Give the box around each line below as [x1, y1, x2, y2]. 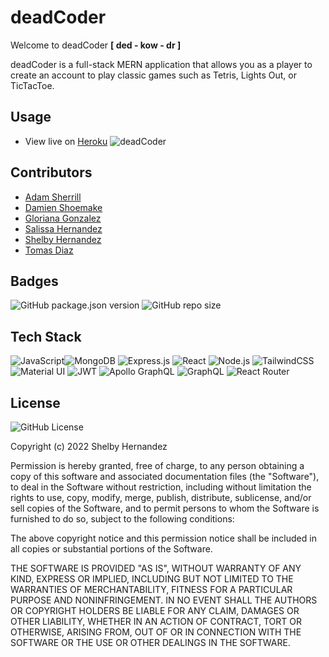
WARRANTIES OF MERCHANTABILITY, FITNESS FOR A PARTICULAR [10, 584, 293, 595]
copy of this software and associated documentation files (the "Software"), [10, 471, 320, 482]
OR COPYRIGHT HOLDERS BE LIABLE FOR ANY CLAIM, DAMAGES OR [10, 605, 300, 616]
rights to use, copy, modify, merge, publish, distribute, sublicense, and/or [10, 492, 312, 503]
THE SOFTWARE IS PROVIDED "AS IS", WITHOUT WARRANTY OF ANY [10, 562, 302, 574]
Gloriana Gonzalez [24, 212, 102, 224]
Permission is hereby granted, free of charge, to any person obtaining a [10, 460, 305, 471]
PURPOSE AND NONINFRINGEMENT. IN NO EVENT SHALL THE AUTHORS [10, 594, 318, 606]
